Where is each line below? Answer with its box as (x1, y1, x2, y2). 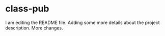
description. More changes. (5, 24, 63, 30)
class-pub (5, 3, 49, 14)
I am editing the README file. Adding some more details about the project (5, 19, 160, 25)
